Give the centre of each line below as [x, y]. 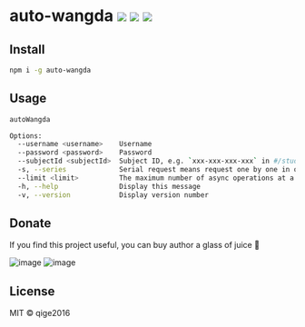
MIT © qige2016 [40, 313]
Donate [30, 223]
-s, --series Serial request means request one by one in [154, 170]
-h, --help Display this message [109, 186]
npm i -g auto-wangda [50, 70]
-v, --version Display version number [113, 195]
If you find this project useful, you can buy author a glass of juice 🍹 [135, 245]
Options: [26, 136]
